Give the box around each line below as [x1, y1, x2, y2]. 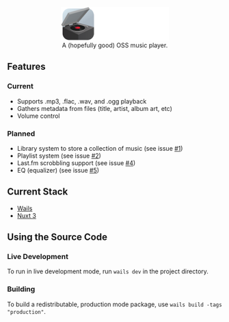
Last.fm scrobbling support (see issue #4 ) [16, 158, 136, 167]
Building [7, 284, 36, 294]
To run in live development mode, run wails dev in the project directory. [7, 267, 208, 275]
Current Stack [7, 186, 68, 198]
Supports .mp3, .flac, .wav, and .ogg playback [16, 97, 147, 106]
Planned [7, 129, 36, 138]
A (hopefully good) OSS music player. [62, 41, 168, 49]
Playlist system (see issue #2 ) [16, 151, 101, 160]
